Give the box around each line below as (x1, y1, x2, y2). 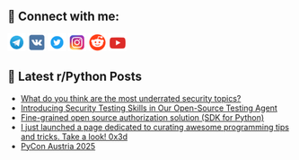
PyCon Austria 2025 (20, 140, 96, 151)
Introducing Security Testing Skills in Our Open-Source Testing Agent (20, 102, 278, 113)
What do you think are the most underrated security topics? (20, 93, 242, 103)
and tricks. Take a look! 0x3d (20, 131, 128, 142)
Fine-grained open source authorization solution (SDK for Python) (20, 111, 265, 122)
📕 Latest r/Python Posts (7, 69, 143, 84)
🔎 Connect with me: (7, 9, 119, 24)
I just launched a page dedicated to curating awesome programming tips (20, 121, 290, 132)
